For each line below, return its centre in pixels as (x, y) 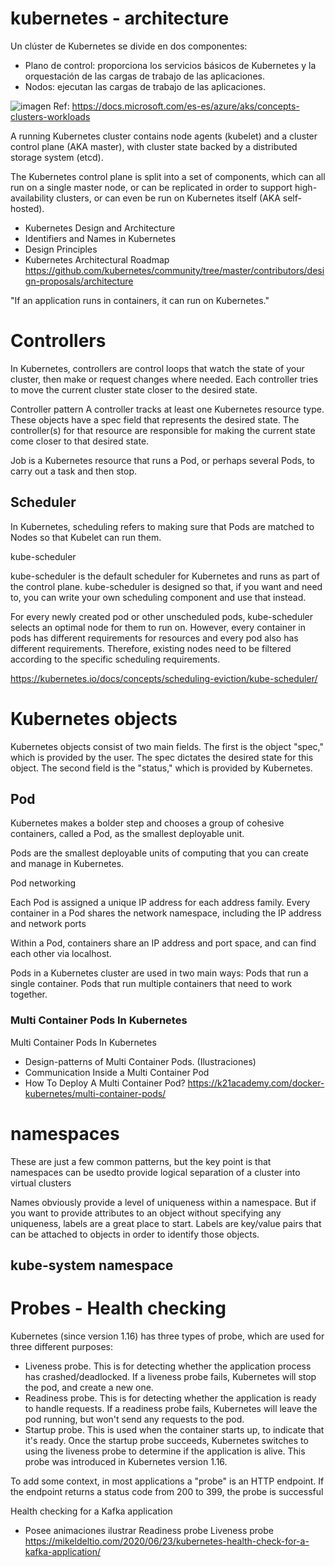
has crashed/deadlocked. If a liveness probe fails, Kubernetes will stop (170, 1376)
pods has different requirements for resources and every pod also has (154, 638)
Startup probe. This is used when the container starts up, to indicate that (174, 1430)
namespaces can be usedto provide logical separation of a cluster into (155, 1172)
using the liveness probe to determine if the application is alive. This (165, 1451)
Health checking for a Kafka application (91, 1511)
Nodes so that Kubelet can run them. (86, 537)
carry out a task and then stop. (73, 471)
